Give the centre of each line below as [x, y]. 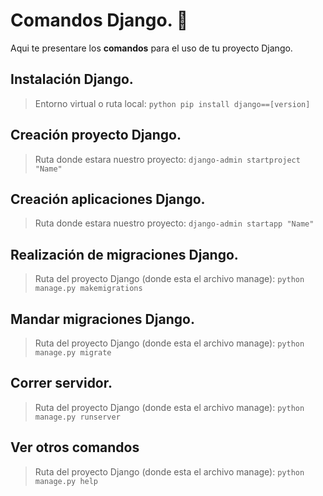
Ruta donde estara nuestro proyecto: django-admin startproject [167, 159]
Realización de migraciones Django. [124, 254]
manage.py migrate [73, 353]
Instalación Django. [72, 79]
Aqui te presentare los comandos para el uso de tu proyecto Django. [151, 48]
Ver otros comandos [75, 447]
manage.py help [66, 481]
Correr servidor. [61, 383]
